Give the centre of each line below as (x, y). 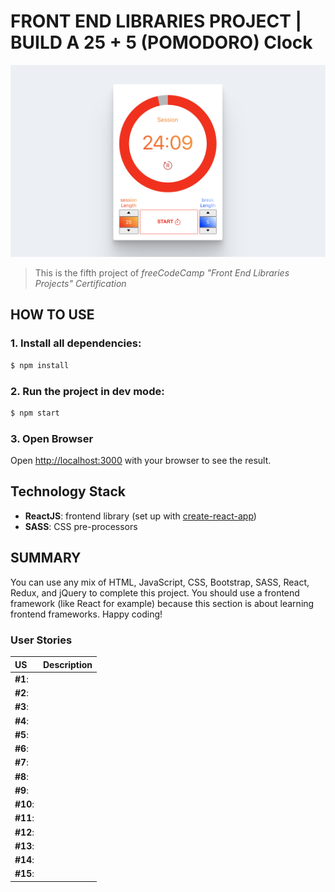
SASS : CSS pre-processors (81, 526)
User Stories (41, 640)
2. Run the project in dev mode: (87, 391)
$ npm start (35, 413)
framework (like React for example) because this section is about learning (162, 603)
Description (67, 664)
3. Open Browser (52, 438)
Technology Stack (68, 491)
